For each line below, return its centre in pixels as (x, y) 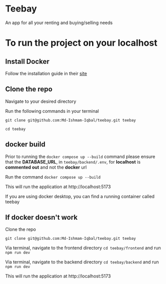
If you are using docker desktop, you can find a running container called (80, 196)
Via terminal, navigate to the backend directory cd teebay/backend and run (82, 262)
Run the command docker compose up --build (53, 177)
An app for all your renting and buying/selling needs (59, 23)
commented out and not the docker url (46, 167)
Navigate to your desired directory (41, 101)
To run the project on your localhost (81, 43)
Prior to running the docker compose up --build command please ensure (80, 157)
